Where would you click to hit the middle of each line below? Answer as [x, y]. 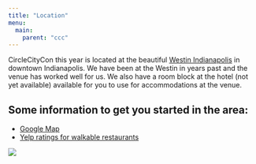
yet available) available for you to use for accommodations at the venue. [125, 85]
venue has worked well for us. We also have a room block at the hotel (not [128, 76]
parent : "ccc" [45, 37]
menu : [17, 23]
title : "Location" [38, 15]
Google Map [40, 129]
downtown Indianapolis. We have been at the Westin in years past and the [128, 69]
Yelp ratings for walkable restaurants [79, 137]
